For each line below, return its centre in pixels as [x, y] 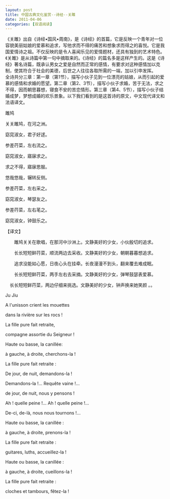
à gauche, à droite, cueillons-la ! [39, 472]
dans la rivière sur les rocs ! [34, 315]
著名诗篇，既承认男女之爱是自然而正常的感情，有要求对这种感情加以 [85, 64]
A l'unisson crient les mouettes [37, 305]
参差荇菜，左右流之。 [27, 145]
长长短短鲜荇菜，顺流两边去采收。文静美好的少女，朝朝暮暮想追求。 [85, 253]
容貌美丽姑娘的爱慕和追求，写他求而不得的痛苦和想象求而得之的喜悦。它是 [83, 46]
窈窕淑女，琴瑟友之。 [27, 199]
